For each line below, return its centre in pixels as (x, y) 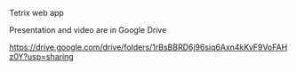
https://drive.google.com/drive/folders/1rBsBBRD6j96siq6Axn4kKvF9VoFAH (148, 47)
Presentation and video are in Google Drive (88, 30)
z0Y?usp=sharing (41, 56)
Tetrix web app (36, 13)
